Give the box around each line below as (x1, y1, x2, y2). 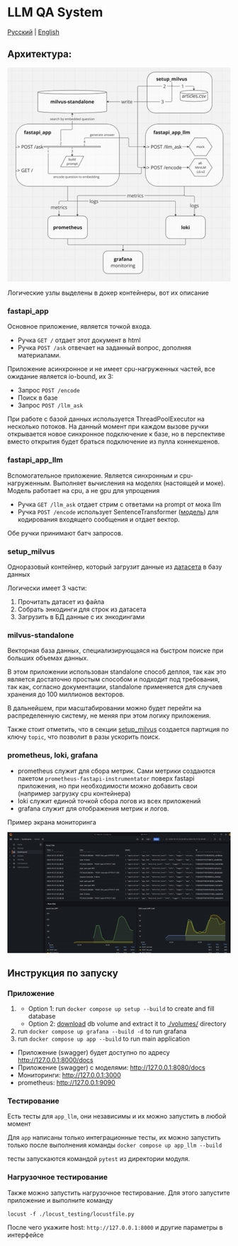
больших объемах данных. (7, 654, 89, 662)
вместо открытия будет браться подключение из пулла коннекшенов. (7, 437, 220, 446)
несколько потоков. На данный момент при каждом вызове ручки (7, 422, 209, 431)
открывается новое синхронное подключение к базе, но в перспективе (7, 430, 225, 438)
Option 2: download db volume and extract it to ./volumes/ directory (28, 1019, 227, 1028)
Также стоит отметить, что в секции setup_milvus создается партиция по (7, 725, 229, 734)
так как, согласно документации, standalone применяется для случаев (7, 683, 223, 691)
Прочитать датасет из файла (17, 597, 105, 606)
